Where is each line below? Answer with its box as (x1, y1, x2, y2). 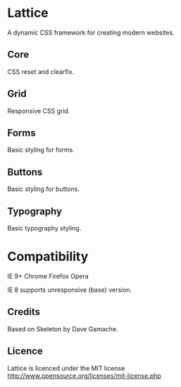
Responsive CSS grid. (7, 106, 70, 115)
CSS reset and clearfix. (7, 67, 75, 75)
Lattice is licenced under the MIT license (7, 364, 125, 372)
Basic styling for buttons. (7, 185, 80, 193)
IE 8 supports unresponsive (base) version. (7, 285, 132, 294)
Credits (7, 306, 41, 318)
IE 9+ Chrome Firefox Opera (7, 271, 89, 280)
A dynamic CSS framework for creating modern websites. (7, 28, 175, 37)
